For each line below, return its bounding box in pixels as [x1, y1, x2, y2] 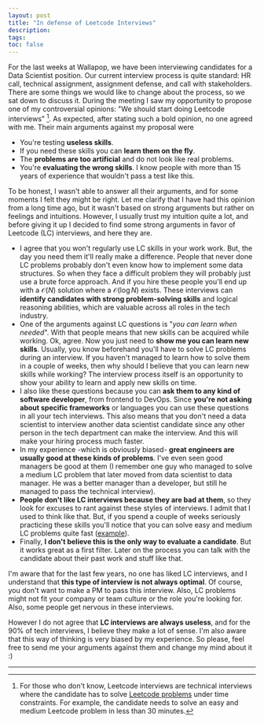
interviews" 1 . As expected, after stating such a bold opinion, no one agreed [8, 113, 253, 123]
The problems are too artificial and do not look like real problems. [19, 154, 234, 164]
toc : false [8, 41, 44, 49]
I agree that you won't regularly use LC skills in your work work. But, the [19, 243, 253, 253]
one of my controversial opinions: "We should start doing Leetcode [8, 104, 225, 114]
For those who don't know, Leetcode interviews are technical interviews [19, 680, 253, 690]
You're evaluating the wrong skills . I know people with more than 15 [19, 162, 241, 172]
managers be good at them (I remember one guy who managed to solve [19, 462, 253, 471]
